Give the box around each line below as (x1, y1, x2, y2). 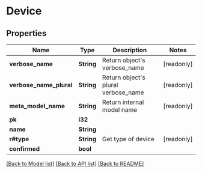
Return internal (102, 98, 144, 106)
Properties (6, 28, 47, 38)
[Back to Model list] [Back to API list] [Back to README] (6, 160, 144, 167)
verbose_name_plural (9, 81, 73, 89)
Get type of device (102, 135, 155, 143)
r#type (9, 135, 29, 143)
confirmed (9, 145, 40, 153)
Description (112, 46, 147, 54)
